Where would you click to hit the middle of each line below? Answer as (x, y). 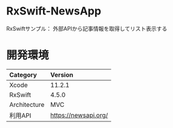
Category (23, 75)
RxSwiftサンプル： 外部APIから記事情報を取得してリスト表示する (87, 28)
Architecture (27, 104)
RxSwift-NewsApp (54, 11)
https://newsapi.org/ (79, 115)
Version (62, 75)
